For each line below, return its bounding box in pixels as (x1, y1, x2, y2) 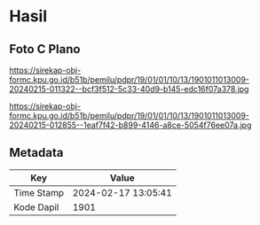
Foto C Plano (9, 42, 81, 57)
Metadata (9, 145, 64, 160)
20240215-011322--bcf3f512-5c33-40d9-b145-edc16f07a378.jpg (9, 84, 249, 94)
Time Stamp (13, 186, 65, 198)
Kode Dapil (13, 201, 59, 213)
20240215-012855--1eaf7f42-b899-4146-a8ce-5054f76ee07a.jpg (9, 120, 252, 130)
